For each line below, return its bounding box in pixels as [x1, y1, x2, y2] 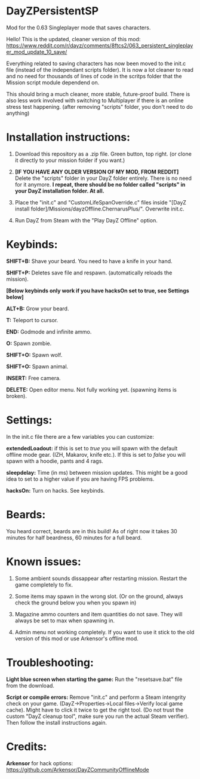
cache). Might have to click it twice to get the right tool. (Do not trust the [6, 706, 184, 713]
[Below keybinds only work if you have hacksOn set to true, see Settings [6, 287, 189, 294]
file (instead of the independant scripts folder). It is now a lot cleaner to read [6, 66, 194, 73]
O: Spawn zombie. [6, 340, 52, 347]
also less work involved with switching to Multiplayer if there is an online [6, 97, 184, 104]
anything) [6, 109, 30, 117]
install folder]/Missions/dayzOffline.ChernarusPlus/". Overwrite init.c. [14, 205, 185, 212]
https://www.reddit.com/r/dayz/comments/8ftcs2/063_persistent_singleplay [6, 42, 193, 49]
